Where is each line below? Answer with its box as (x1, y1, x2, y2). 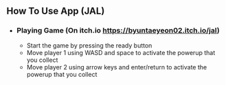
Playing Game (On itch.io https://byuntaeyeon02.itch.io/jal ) (16, 26, 221, 35)
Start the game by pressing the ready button (26, 41, 152, 50)
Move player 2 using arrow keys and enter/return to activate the (26, 63, 207, 71)
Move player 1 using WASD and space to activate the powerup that (26, 48, 216, 56)
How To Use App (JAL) (6, 5, 105, 17)
